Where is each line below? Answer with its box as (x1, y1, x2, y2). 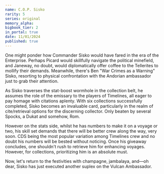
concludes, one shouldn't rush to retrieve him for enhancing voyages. (5, 143, 145, 149)
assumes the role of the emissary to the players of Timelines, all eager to (5, 93, 152, 98)
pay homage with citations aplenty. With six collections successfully (5, 98, 142, 104)
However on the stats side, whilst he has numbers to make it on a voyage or (5, 123, 158, 129)
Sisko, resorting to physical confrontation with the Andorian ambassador (5, 73, 151, 78)
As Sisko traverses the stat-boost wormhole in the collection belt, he (5, 87, 143, 93)
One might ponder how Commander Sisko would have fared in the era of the (5, 52, 159, 58)
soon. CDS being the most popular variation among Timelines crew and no (5, 133, 155, 139)
